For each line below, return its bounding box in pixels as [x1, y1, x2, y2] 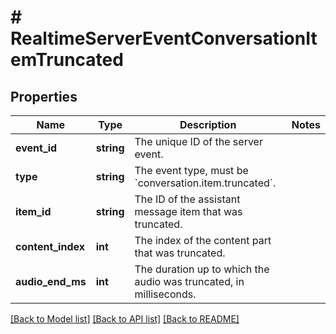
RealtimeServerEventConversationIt [10, 27, 318, 50]
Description [179, 118, 237, 131]
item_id [15, 205, 52, 218]
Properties [10, 88, 78, 105]
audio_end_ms [15, 275, 87, 288]
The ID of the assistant [134, 192, 241, 206]
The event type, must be [134, 164, 249, 177]
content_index [15, 240, 85, 253]
